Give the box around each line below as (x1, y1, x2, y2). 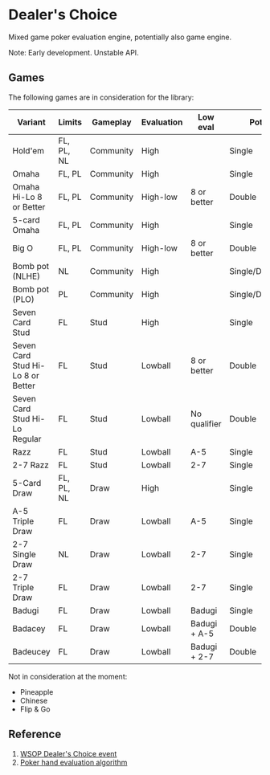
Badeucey (12, 646, 51, 657)
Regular (12, 433, 42, 444)
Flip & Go (19, 704, 51, 714)
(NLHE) (12, 271, 41, 282)
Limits (58, 116, 83, 128)
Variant (17, 116, 46, 128)
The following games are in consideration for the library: (8, 92, 194, 102)
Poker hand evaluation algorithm (19, 757, 128, 767)
